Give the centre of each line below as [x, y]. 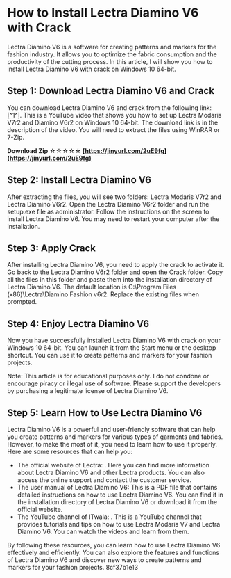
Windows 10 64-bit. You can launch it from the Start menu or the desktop [112, 348]
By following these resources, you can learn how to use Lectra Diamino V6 [114, 545]
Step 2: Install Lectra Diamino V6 [79, 180]
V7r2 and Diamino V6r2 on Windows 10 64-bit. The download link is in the [113, 122]
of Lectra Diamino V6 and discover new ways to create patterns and [105, 560]
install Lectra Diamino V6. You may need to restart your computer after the [113, 219]
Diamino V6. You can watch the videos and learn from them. [103, 531]
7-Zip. [16, 137]
